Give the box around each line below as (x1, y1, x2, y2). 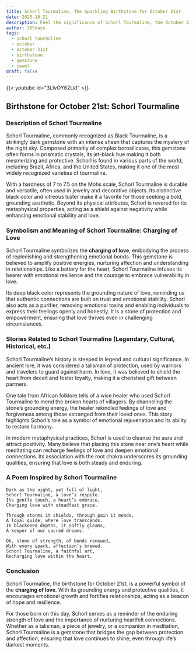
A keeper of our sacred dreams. (6, 527, 85, 534)
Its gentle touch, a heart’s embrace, (6, 497, 100, 503)
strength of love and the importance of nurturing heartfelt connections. (6, 616, 177, 623)
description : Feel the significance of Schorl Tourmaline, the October (6, 19, 184, 25)
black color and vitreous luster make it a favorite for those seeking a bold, (6, 193, 183, 200)
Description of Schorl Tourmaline (6, 119, 102, 127)
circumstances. (6, 320, 43, 327)
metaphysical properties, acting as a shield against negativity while (6, 205, 167, 212)
